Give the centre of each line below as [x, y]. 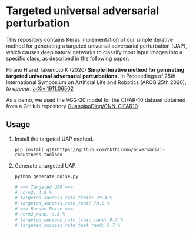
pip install [29, 149]
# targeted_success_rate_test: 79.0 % [62, 203]
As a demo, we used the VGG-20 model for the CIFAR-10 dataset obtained [96, 100]
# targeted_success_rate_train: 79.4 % [64, 198]
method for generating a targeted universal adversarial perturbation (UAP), [96, 46]
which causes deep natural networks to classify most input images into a [94, 52]
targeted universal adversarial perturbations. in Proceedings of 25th [91, 76]
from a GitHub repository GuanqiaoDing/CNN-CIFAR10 [72, 106]
